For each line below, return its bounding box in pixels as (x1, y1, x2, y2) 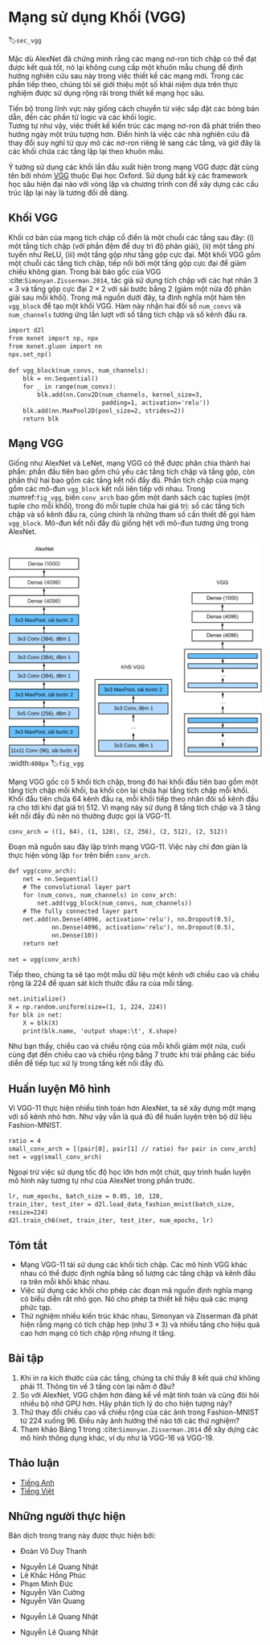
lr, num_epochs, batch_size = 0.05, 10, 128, (8, 1192, 163, 1200)
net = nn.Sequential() (22, 875, 99, 884)
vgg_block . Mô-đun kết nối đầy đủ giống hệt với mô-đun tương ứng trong (8, 518, 249, 528)
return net (22, 939, 59, 948)
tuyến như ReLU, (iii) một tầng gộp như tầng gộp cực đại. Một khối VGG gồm (8, 250, 261, 259)
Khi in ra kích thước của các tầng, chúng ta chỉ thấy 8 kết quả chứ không (19, 1373, 260, 1382)
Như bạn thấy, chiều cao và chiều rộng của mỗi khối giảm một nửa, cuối (8, 1042, 247, 1051)
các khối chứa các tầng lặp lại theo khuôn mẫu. (8, 146, 165, 156)
